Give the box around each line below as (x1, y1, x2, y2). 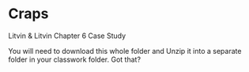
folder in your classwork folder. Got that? (8, 55, 141, 64)
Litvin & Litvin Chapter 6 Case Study (8, 31, 126, 40)
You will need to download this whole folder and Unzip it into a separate (8, 46, 242, 55)
